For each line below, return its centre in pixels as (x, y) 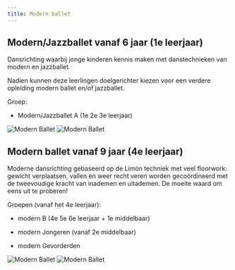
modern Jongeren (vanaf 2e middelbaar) (77, 232)
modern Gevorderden (49, 246)
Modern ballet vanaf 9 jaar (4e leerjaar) (95, 152)
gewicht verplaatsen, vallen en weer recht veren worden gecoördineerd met (117, 176)
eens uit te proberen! (38, 191)
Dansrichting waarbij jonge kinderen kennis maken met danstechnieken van (117, 59)
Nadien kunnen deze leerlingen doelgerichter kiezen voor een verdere (109, 81)
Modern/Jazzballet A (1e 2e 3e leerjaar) (75, 116)
